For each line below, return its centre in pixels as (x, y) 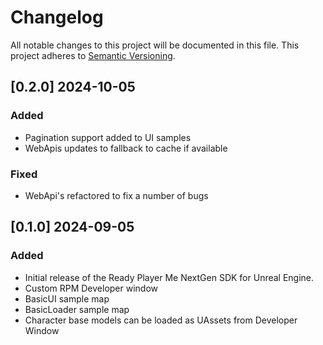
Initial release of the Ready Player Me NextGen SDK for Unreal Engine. (169, 277)
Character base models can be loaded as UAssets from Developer (161, 320)
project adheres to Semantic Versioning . (93, 55)
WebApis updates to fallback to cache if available (126, 148)
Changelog (57, 17)
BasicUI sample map (67, 298)
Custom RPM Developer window (91, 288)
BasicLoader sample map (77, 309)
